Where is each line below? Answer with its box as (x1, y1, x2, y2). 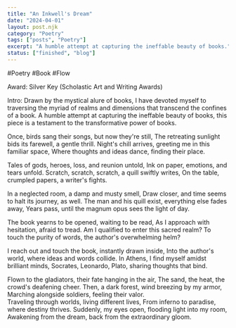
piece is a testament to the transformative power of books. (7, 118, 177, 127)
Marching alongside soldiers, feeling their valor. (7, 290, 145, 298)
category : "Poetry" (7, 30, 65, 37)
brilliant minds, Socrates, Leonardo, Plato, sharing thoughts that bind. (7, 261, 208, 270)
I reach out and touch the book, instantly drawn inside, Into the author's (7, 246, 214, 255)
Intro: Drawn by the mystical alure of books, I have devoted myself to (7, 96, 206, 104)
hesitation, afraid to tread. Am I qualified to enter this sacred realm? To (7, 225, 211, 234)
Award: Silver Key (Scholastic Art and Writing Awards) (7, 82, 163, 91)
